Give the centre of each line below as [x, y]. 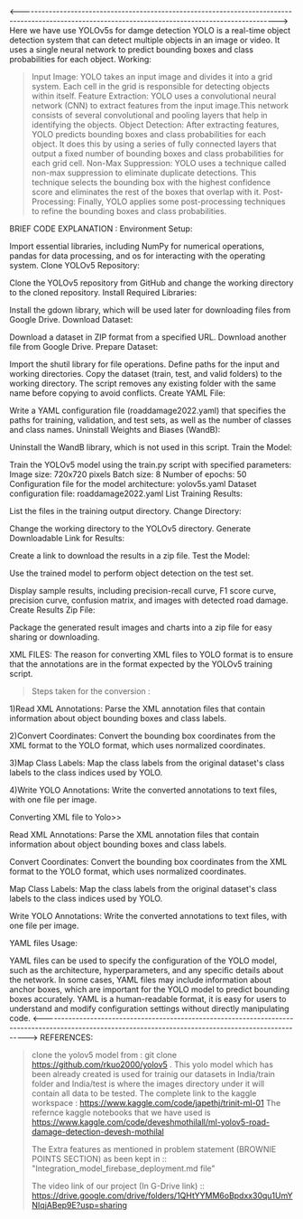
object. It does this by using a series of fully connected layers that [154, 144]
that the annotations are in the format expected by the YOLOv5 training [141, 664]
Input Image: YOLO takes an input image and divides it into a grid [152, 77]
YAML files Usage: [44, 943]
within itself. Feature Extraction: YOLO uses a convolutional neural [154, 96]
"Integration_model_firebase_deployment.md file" [123, 1168]
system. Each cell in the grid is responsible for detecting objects [151, 86]
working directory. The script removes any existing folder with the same [143, 383]
